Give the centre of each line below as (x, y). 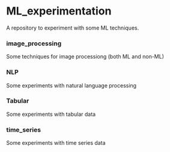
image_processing (34, 43)
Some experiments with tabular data (51, 114)
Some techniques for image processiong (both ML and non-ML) (85, 57)
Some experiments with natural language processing (71, 85)
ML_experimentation (59, 11)
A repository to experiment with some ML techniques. (73, 28)
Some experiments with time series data (56, 143)
